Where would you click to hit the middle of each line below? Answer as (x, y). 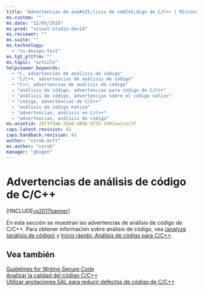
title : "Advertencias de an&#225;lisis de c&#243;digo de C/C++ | (92, 12)
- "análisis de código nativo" (51, 107)
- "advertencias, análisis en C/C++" (59, 113)
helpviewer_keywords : (34, 68)
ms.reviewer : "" (27, 34)
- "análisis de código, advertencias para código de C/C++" (89, 90)
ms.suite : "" (23, 40)
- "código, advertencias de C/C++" (56, 101)
